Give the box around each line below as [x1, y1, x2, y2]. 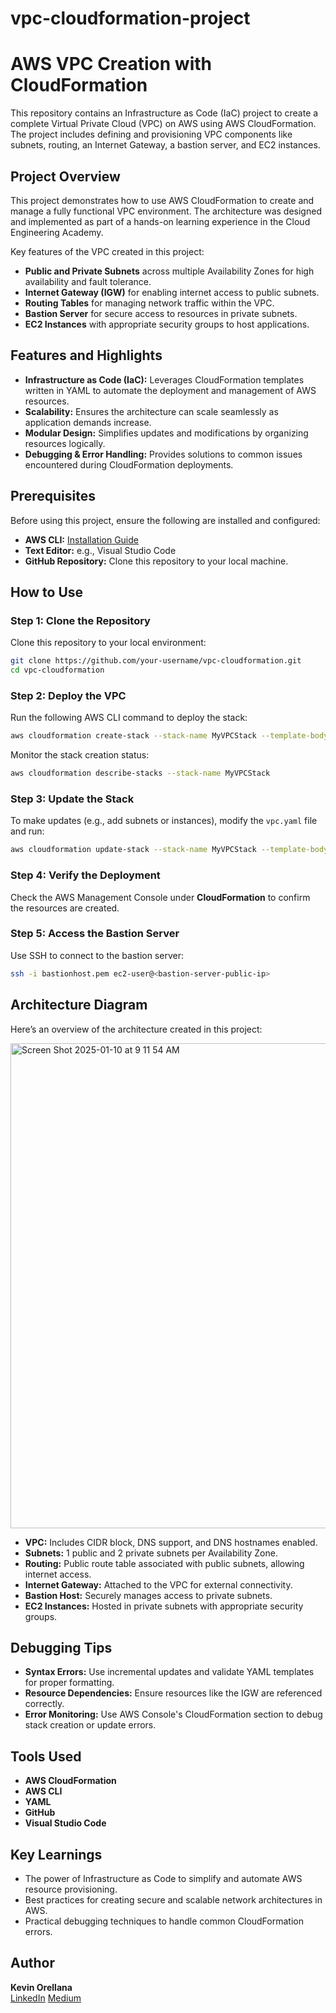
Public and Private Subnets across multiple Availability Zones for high [24, 265, 315, 277]
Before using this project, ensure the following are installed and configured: [10, 514, 321, 526]
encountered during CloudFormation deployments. [24, 458, 234, 471]
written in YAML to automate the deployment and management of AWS [24, 384, 317, 396]
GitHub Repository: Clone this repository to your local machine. [24, 555, 289, 567]
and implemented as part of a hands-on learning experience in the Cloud [10, 215, 311, 227]
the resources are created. [10, 902, 120, 914]
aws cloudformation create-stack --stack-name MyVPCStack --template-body [10, 731, 329, 741]
